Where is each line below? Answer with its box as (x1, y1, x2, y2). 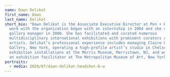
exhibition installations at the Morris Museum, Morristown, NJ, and (9, 50, 159, 55)
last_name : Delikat (5, 17, 46, 22)
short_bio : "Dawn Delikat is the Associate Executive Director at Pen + (5, 21, 162, 27)
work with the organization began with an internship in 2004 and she (9, 26, 162, 31)
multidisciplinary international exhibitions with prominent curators (9, 36, 162, 41)
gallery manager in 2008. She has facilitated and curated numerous (9, 31, 157, 36)
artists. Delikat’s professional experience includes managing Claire (9, 41, 162, 46)
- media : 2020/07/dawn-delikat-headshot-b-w (9, 64, 105, 69)
